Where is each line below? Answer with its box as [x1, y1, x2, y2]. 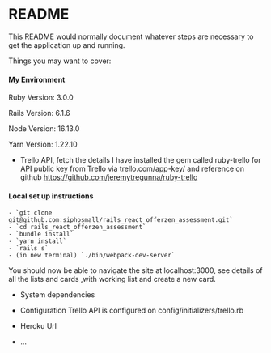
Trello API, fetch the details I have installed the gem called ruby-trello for [19, 155, 261, 165]
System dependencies [19, 290, 95, 300]
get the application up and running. [8, 40, 125, 49]
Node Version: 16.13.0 [8, 124, 80, 134]
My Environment [8, 74, 66, 84]
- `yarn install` [8, 237, 67, 245]
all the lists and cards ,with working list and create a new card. [8, 274, 216, 284]
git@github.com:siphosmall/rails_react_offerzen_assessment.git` [8, 216, 233, 224]
